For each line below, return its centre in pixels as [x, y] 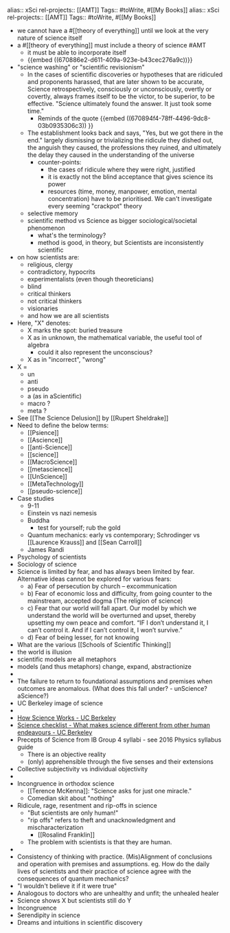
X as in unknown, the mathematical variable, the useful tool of [115, 337]
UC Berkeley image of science [60, 703]
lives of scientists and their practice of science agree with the [104, 871]
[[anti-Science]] [50, 447]
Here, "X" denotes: [44, 323]
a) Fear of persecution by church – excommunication [102, 586]
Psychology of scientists [52, 557]
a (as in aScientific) [55, 396]
